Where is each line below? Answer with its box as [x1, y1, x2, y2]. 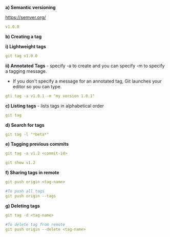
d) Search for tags [5, 122, 45, 128]
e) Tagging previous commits [5, 141, 69, 147]
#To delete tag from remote [5, 222, 66, 227]
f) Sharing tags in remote [5, 169, 60, 176]
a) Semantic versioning [5, 5, 56, 10]
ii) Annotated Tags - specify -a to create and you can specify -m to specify [5, 63, 165, 69]
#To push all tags [5, 189, 45, 194]
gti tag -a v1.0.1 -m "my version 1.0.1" [5, 93, 95, 98]
